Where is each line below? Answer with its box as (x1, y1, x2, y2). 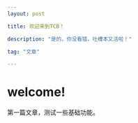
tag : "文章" (7, 48, 40, 55)
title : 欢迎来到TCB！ (7, 22, 65, 30)
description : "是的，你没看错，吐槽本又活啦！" (7, 36, 132, 43)
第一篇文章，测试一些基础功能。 (7, 108, 99, 117)
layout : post (7, 10, 45, 17)
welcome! (7, 85, 66, 100)
